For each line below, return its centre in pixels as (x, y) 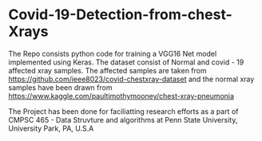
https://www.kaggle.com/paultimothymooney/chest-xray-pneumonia (121, 96)
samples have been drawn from (60, 87)
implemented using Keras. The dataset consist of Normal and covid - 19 (126, 62)
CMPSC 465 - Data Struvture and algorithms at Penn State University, (123, 119)
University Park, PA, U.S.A (51, 128)
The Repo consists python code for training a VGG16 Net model (113, 53)
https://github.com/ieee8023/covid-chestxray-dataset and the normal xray (131, 79)
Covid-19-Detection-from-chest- (121, 15)
